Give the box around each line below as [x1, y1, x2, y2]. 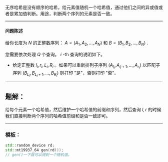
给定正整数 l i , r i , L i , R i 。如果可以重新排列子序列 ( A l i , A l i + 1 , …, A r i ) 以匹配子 [12, 62, 160, 70]
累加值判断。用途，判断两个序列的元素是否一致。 [13, 11, 115, 17]
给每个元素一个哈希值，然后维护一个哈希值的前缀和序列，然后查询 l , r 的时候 [5, 107, 161, 113]
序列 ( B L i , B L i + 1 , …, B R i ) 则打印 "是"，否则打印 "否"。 [12, 70, 119, 78]
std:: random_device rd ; [5, 143, 55, 148]
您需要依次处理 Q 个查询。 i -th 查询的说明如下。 [5, 52, 105, 57]
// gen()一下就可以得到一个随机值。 [5, 152, 71, 157]
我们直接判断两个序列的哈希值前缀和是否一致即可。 [5, 113, 110, 119]
